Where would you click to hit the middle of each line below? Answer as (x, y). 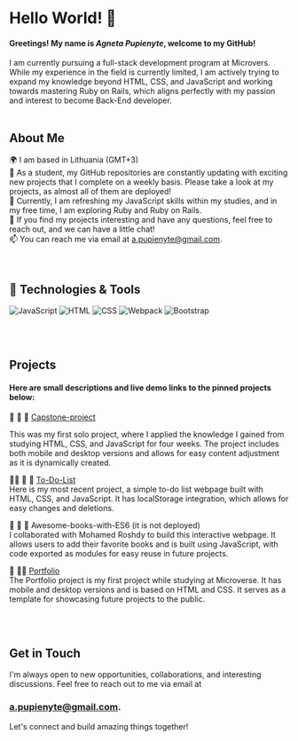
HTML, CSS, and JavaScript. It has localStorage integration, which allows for (149, 498)
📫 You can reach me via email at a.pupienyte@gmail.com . (116, 240)
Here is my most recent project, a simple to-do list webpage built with (137, 489)
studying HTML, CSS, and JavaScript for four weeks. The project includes (144, 444)
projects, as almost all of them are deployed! (90, 192)
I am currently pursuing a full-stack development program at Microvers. (140, 63)
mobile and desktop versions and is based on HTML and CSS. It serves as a (148, 589)
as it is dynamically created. (60, 462)
